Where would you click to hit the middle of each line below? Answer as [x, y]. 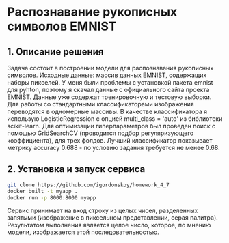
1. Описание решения [55, 52]
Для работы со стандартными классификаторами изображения [100, 104]
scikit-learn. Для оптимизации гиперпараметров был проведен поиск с [111, 126]
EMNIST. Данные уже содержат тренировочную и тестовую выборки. [109, 97]
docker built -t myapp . [42, 191]
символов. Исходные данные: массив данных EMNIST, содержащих [107, 75]
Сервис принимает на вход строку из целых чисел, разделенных [103, 211]
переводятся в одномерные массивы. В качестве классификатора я [107, 111]
